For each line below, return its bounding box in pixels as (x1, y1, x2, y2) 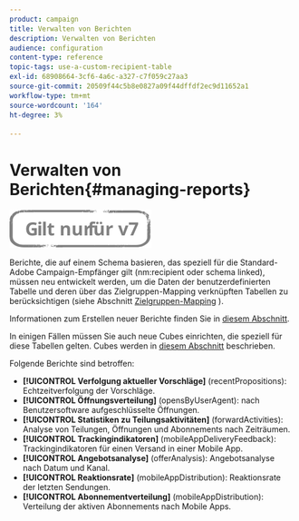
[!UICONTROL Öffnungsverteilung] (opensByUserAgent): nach (22, 395, 260, 406)
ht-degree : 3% (9, 110, 63, 120)
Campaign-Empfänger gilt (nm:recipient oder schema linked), (35, 267, 265, 278)
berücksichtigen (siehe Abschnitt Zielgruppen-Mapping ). (9, 296, 224, 307)
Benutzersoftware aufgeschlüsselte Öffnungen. (22, 405, 200, 416)
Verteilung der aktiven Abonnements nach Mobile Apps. (22, 501, 232, 512)
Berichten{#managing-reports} (9, 180, 251, 200)
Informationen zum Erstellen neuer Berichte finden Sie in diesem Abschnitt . (9, 313, 290, 324)
